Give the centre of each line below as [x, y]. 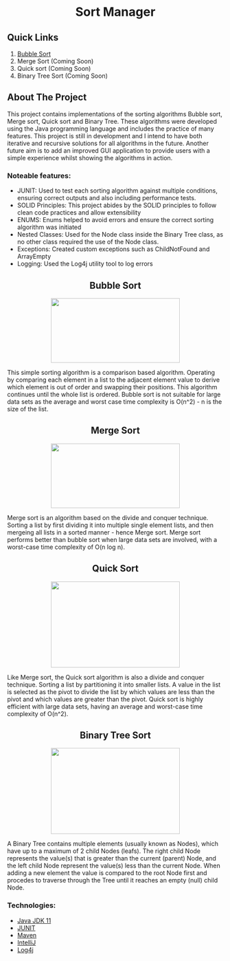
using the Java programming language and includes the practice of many [111, 129]
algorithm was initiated [49, 227]
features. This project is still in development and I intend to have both [105, 136]
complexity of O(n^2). [38, 713]
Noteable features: [39, 175]
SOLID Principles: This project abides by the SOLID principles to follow [117, 205]
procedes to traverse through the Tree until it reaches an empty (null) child [113, 881]
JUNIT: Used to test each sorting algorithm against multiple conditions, [117, 191]
